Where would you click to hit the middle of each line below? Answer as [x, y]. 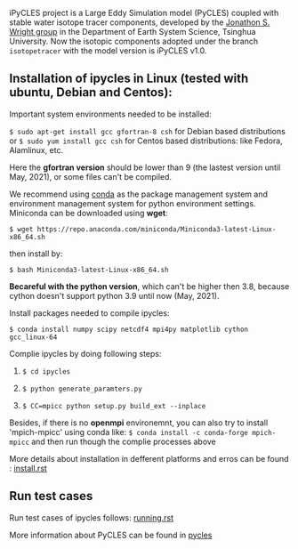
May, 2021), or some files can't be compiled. [90, 176]
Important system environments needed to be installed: [110, 114]
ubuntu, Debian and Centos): [91, 93]
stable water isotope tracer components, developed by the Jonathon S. [140, 22]
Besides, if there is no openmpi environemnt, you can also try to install [139, 423]
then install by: [36, 254]
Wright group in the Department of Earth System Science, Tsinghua [133, 32]
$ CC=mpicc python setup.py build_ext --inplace [114, 406]
